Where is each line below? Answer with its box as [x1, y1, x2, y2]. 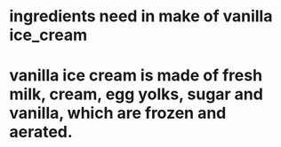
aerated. [9, 122, 73, 143]
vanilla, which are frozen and [9, 104, 227, 123]
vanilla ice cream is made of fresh [9, 66, 263, 86]
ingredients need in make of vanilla [9, 6, 273, 27]
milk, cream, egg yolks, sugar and [9, 84, 264, 104]
